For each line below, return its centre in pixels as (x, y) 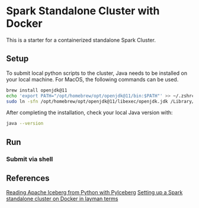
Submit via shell (30, 159)
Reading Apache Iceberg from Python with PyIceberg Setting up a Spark (94, 193)
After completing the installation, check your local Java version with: (89, 113)
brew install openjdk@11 (37, 90)
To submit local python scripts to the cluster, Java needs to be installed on (97, 73)
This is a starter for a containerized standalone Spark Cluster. (81, 40)
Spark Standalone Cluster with (83, 11)
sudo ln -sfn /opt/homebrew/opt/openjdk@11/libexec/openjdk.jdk (87, 101)
